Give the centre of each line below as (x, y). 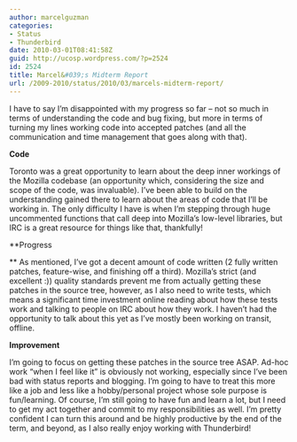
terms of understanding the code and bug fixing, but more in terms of (136, 118)
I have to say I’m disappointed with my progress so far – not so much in (139, 108)
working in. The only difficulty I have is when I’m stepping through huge (140, 208)
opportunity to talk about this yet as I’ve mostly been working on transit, (141, 318)
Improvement (35, 345)
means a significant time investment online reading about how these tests (144, 299)
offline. (22, 328)
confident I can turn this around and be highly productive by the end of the (145, 418)
